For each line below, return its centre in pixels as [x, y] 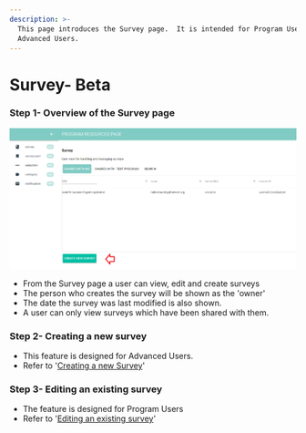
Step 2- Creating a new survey [78, 335]
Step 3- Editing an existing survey [86, 389]
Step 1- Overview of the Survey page [92, 113]
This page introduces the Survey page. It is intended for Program [150, 29]
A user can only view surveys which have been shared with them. [146, 312]
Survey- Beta [60, 84]
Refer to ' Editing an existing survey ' [89, 418]
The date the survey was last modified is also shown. [122, 303]
